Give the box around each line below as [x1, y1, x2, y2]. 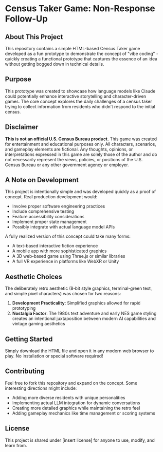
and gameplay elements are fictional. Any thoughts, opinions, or [5, 146, 133, 152]
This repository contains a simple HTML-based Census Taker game [5, 46, 140, 51]
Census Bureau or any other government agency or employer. [5, 162, 129, 168]
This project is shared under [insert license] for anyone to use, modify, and [5, 437, 155, 443]
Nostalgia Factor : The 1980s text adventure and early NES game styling [12, 310, 157, 317]
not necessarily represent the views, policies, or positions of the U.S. [5, 156, 143, 162]
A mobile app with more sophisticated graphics [12, 248, 107, 254]
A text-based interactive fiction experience [12, 243, 98, 249]
